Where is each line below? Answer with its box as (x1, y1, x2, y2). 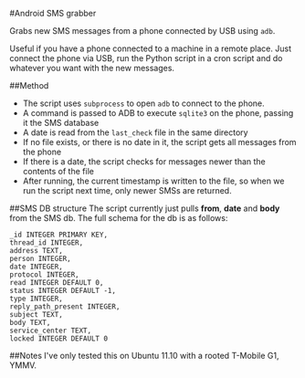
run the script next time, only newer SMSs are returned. (22, 185, 232, 195)
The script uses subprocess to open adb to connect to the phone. (22, 98, 265, 109)
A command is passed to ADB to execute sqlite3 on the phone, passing (22, 108, 294, 118)
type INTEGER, (9, 294, 64, 303)
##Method (9, 80, 49, 90)
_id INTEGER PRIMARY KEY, (9, 230, 108, 239)
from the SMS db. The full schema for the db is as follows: (9, 213, 228, 223)
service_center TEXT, (9, 326, 92, 335)
